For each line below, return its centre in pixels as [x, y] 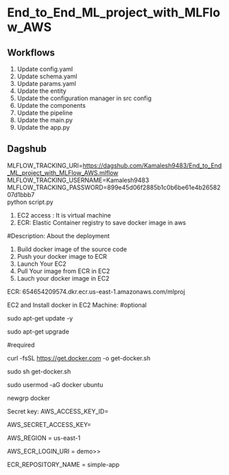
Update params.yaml [47, 83]
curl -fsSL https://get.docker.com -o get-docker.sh [79, 358]
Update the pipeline [45, 113]
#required [21, 345]
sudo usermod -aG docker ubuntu [55, 384]
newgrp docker [28, 398]
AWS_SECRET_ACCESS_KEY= [49, 424]
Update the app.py [43, 127]
